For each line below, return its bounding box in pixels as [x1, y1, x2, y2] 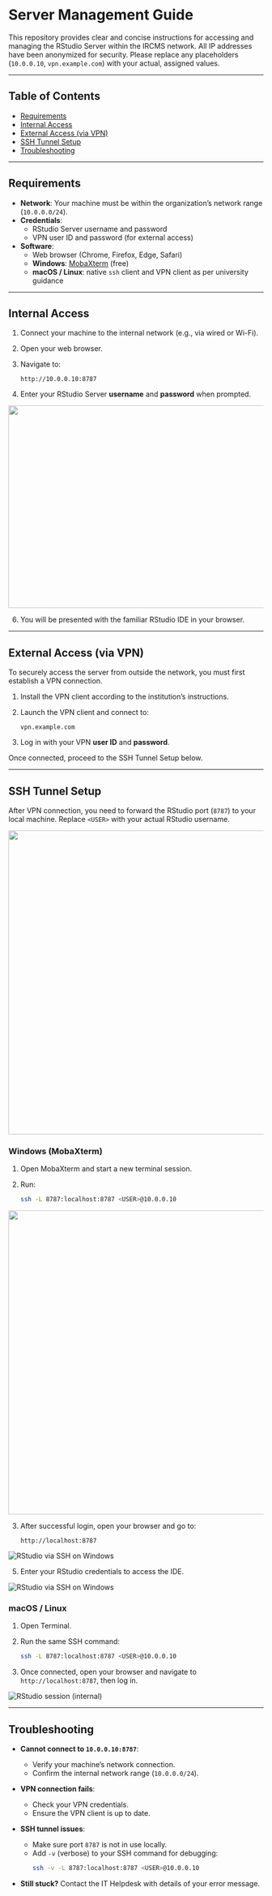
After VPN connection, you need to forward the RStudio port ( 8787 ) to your [8, 806, 257, 815]
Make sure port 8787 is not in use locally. [32, 1840, 168, 1850]
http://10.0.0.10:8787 [19, 375, 97, 383]
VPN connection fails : [19, 1784, 96, 1794]
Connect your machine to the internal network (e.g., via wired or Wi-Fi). [19, 328, 259, 338]
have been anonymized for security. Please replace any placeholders [8, 49, 239, 59]
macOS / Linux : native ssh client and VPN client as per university [32, 267, 249, 276]
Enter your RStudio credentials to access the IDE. [19, 1567, 185, 1577]
